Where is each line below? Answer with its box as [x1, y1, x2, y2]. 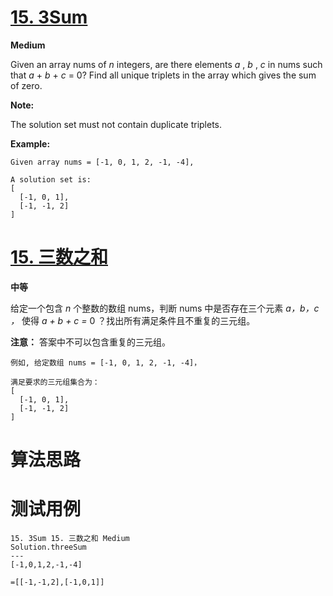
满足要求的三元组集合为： [10, 377, 100, 387]
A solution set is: [10, 174, 92, 185]
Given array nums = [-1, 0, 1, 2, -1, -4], [10, 157, 195, 167]
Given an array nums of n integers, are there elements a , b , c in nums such [10, 58, 323, 70]
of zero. [10, 79, 43, 91]
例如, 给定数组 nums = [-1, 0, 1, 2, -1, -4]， [10, 357, 202, 368]
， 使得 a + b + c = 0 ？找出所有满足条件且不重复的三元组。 [10, 314, 256, 326]
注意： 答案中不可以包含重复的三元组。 [10, 336, 171, 348]
